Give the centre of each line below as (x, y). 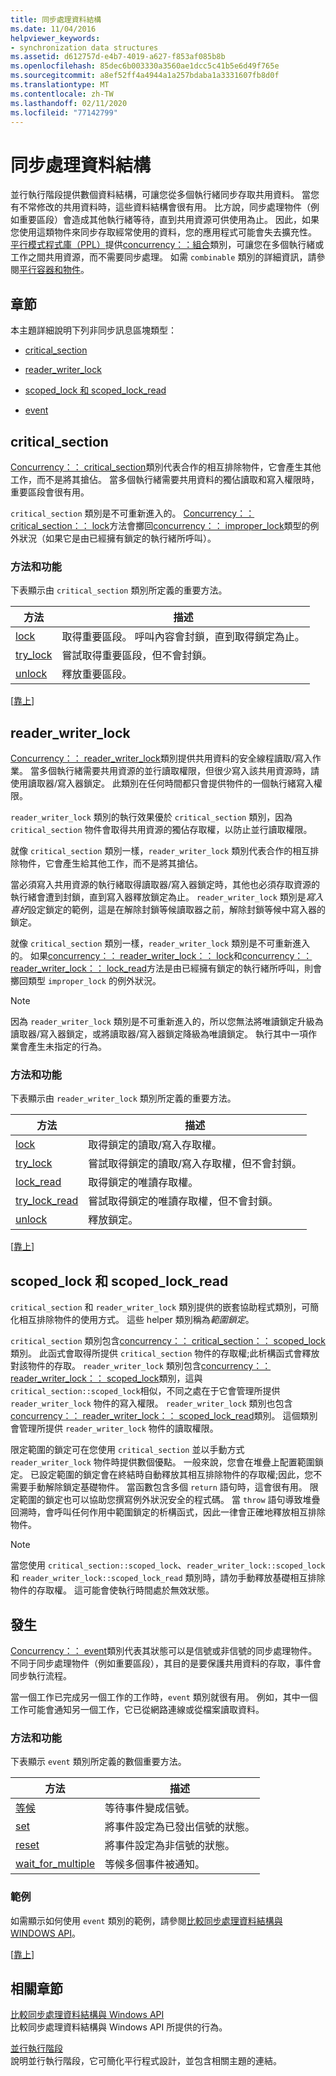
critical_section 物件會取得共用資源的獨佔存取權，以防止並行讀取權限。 (161, 830)
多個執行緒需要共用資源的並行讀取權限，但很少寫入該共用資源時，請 (179, 771)
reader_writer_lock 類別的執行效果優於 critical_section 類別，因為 (151, 817)
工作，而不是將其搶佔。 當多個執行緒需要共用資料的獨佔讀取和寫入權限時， (165, 479)
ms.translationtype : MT (60, 85)
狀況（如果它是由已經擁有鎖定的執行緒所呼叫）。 (117, 538)
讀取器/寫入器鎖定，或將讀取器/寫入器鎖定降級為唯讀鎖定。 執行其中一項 (159, 1034)
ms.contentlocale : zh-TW (62, 94)
